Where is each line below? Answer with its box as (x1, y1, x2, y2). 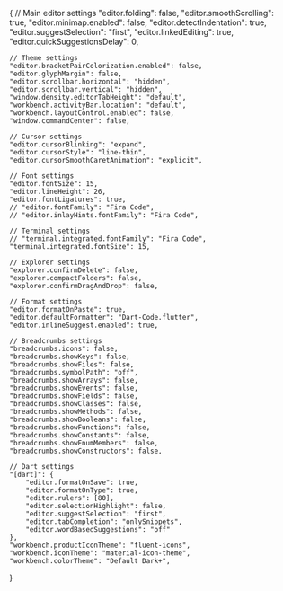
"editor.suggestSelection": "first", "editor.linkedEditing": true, (9, 27, 234, 37)
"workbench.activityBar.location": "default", (9, 101, 187, 110)
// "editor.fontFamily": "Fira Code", (9, 203, 155, 212)
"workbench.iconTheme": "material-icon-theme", (9, 549, 191, 558)
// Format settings (9, 297, 83, 306)
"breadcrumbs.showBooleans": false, (9, 415, 146, 424)
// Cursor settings (9, 132, 83, 141)
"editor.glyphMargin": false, (9, 69, 123, 78)
